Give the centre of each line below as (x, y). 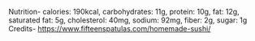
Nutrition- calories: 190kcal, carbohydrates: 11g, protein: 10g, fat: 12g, (124, 12)
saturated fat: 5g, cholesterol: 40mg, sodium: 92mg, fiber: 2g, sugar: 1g (128, 20)
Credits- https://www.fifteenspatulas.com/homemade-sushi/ (110, 29)
